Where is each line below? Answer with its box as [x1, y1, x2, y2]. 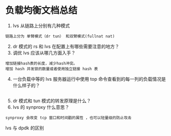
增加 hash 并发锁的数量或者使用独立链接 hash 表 [5, 66, 99, 72]
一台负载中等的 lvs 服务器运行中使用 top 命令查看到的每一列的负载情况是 [12, 76, 166, 82]
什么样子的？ [12, 82, 40, 88]
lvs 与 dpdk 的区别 [5, 125, 44, 131]
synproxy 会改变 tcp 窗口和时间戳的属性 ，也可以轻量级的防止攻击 [5, 115, 132, 120]
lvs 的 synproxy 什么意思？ [12, 104, 70, 110]
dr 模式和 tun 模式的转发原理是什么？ [12, 98, 91, 104]
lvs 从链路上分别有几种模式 [12, 22, 70, 29]
